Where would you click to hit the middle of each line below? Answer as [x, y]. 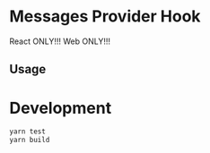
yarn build [30, 140]
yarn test [28, 132]
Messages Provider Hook [105, 17]
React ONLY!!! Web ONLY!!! [60, 41]
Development [61, 108]
